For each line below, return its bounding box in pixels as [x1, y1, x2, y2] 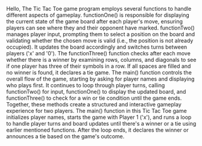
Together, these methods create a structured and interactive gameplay [6, 101, 182, 108]
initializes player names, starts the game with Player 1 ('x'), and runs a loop [6, 114, 192, 121]
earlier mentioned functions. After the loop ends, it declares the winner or [6, 126, 189, 133]
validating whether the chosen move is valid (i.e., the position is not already [6, 37, 194, 44]
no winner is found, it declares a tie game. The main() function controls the [6, 69, 192, 76]
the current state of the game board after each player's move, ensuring [6, 18, 183, 25]
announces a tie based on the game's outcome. [6, 133, 125, 140]
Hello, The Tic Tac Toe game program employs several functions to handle [6, 5, 192, 12]
